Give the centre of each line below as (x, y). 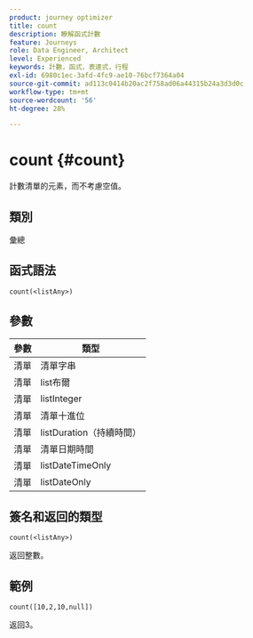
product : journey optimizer (61, 17)
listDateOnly (66, 481)
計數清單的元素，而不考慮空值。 (67, 186)
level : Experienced (45, 59)
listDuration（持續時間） (91, 432)
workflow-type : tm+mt (49, 92)
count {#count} (67, 160)
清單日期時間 (67, 448)
